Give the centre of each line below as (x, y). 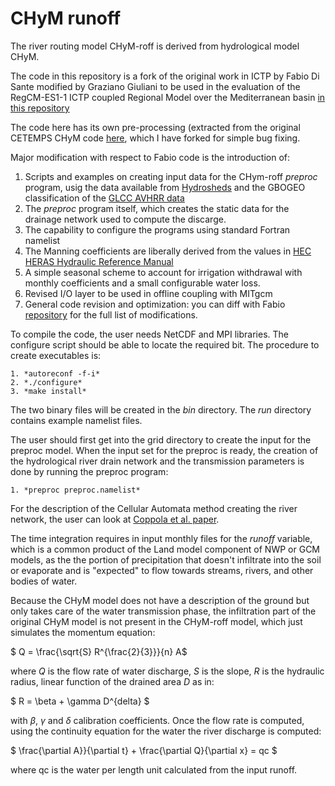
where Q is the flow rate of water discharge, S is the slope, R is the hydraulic (167, 671)
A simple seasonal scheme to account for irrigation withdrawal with (163, 272)
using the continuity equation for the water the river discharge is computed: (166, 731)
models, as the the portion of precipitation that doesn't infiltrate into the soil (166, 559)
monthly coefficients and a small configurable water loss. (142, 283)
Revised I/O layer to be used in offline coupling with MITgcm (148, 293)
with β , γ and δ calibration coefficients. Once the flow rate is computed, (157, 720)
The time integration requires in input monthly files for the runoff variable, (161, 538)
